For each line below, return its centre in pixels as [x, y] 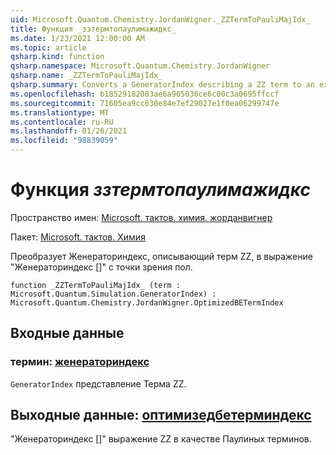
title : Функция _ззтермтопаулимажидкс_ [93, 29]
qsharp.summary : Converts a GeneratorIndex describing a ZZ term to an [162, 85]
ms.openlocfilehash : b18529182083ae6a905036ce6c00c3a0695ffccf [145, 94]
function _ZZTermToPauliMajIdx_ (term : [96, 285]
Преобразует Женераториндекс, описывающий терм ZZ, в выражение [161, 256]
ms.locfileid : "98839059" [64, 141]
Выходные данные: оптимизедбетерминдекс [161, 415]
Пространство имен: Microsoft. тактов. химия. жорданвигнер [141, 217]
